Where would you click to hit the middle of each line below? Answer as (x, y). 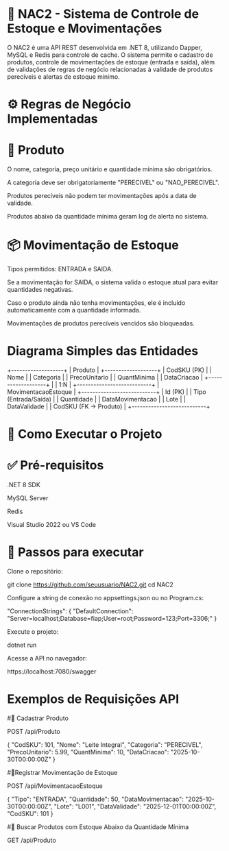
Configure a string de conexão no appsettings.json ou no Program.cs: (106, 598)
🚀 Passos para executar (75, 553)
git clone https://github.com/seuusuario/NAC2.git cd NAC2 (90, 584)
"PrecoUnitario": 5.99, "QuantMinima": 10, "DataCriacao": (88, 752)
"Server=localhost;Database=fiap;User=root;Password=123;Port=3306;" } (112, 618)
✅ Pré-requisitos (56, 466)
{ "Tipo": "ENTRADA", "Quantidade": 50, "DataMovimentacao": (95, 799)
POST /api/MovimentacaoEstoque (55, 786)
